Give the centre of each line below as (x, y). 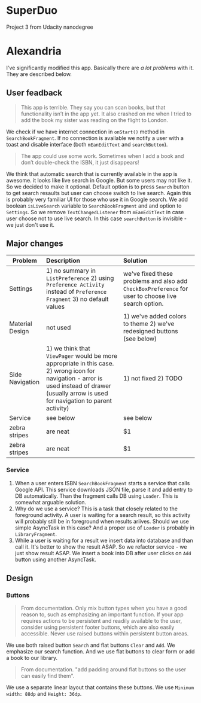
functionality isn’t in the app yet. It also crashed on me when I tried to (106, 114)
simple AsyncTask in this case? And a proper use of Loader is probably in (104, 528)
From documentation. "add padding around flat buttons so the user (103, 669)
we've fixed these (148, 273)
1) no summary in (71, 270)
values (55, 306)
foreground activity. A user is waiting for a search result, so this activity (103, 515)
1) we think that (68, 348)
